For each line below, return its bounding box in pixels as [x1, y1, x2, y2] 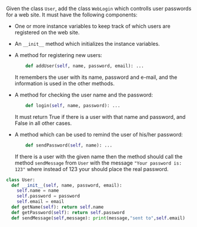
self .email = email [16, 199, 65, 205]
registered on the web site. [14, 29, 80, 36]
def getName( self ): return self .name [11, 204, 104, 210]
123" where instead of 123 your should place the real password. [14, 165, 169, 172]
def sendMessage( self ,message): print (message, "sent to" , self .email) [11, 215, 185, 221]
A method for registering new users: [14, 52, 102, 58]
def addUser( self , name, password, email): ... [25, 63, 144, 69]
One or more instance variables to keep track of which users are [14, 23, 171, 29]
